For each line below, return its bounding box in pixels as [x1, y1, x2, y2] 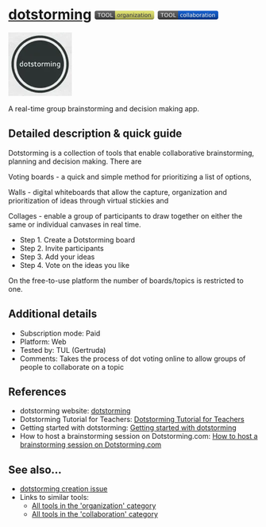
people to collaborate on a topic [19, 362, 125, 371]
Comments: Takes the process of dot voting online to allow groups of [19, 354, 246, 363]
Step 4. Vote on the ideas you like [19, 260, 129, 269]
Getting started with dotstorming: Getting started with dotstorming [19, 423, 237, 432]
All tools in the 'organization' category [31, 501, 156, 510]
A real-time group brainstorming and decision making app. [8, 103, 200, 113]
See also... [8, 463, 62, 476]
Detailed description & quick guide [8, 127, 183, 141]
